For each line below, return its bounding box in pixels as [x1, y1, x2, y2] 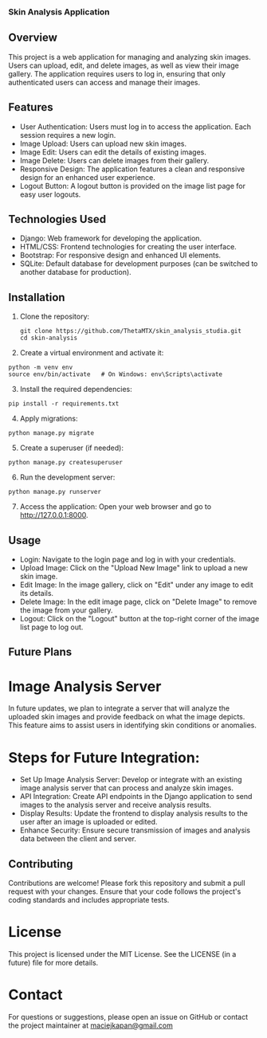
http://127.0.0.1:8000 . [19, 511, 89, 520]
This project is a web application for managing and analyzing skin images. [8, 52, 251, 61]
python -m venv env [8, 363, 73, 372]
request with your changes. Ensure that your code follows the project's [8, 887, 241, 896]
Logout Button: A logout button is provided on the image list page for [19, 181, 245, 190]
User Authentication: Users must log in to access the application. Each [19, 122, 252, 131]
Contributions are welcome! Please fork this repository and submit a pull [8, 879, 245, 888]
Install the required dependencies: [19, 385, 133, 394]
